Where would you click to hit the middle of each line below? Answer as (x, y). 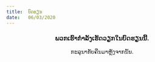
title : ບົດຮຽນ (24, 12)
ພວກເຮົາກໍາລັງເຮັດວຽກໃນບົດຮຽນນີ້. (102, 39)
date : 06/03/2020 (31, 17)
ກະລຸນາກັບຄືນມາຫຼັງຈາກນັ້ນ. (102, 51)
